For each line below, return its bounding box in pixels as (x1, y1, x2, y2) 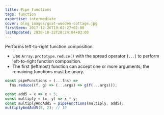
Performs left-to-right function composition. (5, 44, 94, 49)
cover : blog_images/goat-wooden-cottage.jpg (5, 21, 98, 26)
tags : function (5, 12, 36, 17)
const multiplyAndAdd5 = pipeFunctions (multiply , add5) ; (5, 101, 124, 106)
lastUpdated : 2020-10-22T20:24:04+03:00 (5, 30, 89, 35)
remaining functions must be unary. (12, 69, 84, 74)
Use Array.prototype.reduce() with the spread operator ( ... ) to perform (12, 53, 160, 59)
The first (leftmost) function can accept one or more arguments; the (12, 63, 150, 69)
